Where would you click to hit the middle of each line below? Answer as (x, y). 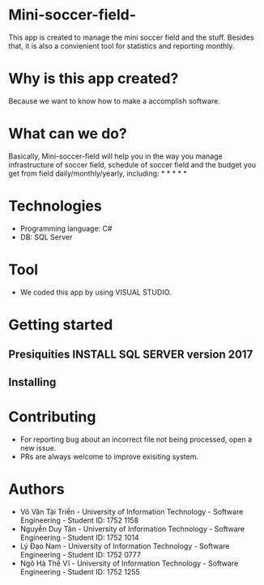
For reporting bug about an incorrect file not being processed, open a (136, 439)
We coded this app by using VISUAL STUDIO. (96, 292)
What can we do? (68, 134)
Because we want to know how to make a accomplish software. (115, 101)
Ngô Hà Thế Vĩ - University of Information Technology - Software (129, 563)
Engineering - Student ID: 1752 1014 (79, 537)
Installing (32, 382)
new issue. (38, 447)
